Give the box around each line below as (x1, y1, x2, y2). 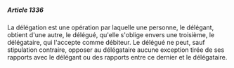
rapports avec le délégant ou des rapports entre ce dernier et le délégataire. (7, 53, 228, 61)
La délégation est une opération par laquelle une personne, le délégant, (7, 23, 214, 32)
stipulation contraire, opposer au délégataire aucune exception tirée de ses (7, 46, 225, 54)
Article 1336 (7, 6, 44, 14)
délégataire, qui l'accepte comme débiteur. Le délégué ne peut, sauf (7, 38, 205, 46)
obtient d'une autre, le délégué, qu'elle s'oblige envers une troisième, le (7, 30, 215, 39)
